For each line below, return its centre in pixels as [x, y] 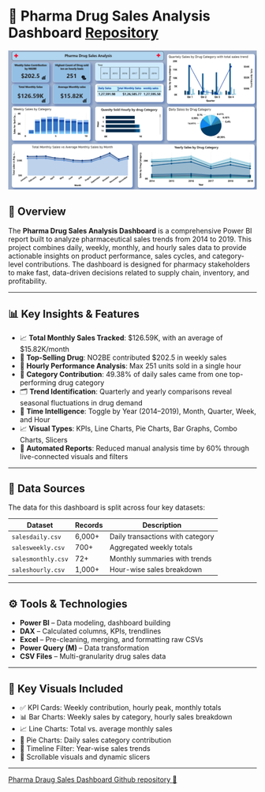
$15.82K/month [44, 349]
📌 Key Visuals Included [66, 688]
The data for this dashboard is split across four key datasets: [106, 507]
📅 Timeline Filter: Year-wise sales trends [85, 749]
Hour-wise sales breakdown [156, 569]
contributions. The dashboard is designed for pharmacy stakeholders [138, 264]
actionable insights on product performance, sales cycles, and [109, 256]
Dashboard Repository [84, 33]
